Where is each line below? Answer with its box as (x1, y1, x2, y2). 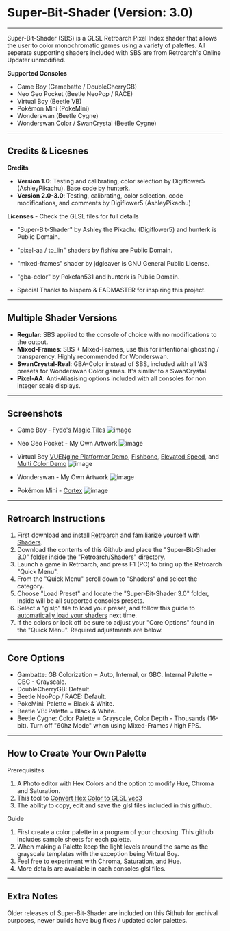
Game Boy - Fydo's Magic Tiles (16, 426, 106, 434)
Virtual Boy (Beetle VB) (16, 97, 82, 105)
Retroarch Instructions (7, 513, 105, 525)
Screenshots (7, 407, 63, 419)
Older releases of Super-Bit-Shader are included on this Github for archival (7, 908, 218, 917)
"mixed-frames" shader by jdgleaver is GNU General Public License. (16, 259, 210, 267)
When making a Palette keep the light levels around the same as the (16, 842, 209, 851)
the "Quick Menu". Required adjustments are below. (16, 626, 163, 634)
